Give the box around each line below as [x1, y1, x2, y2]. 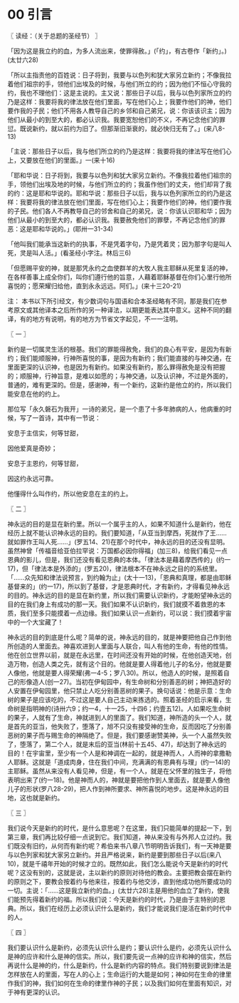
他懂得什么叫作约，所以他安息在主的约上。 [7, 489, 132, 498]
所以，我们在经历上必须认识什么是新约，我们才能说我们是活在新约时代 [19, 904, 225, 912]
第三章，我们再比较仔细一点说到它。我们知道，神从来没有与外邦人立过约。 [7, 833, 225, 841]
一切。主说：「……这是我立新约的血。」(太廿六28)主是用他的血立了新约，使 [7, 886, 224, 895]
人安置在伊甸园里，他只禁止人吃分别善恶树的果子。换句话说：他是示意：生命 [7, 686, 232, 695]
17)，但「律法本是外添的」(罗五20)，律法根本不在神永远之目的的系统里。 [7, 564, 222, 573]
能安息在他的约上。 [7, 390, 64, 398]
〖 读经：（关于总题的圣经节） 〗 [7, 31, 102, 40]
